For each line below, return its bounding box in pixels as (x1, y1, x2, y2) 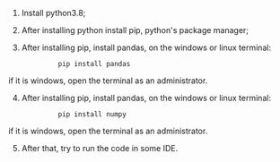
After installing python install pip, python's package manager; (21, 25, 249, 35)
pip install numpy (57, 110, 127, 119)
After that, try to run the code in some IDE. (21, 143, 179, 153)
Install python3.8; (21, 8, 86, 18)
